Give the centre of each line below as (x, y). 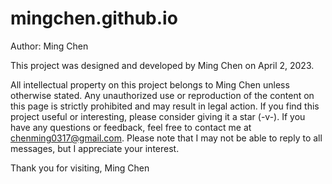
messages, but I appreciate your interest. (95, 148)
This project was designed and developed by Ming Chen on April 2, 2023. (162, 65)
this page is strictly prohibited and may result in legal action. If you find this (165, 106)
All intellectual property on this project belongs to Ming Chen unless (150, 84)
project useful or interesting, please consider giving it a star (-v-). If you (158, 116)
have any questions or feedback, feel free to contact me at (131, 127)
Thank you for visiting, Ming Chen (80, 168)
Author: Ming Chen (49, 46)
